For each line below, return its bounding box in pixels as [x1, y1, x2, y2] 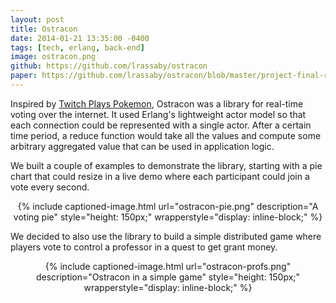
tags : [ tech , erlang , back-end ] [10, 42, 145, 53]
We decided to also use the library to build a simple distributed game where [10, 230, 322, 242]
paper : [10, 71, 38, 81]
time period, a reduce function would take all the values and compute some [10, 129, 322, 141]
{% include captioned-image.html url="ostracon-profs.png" [44, 260, 292, 272]
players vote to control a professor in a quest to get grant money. [10, 241, 278, 253]
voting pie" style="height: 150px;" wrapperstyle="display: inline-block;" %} [13, 211, 323, 223]
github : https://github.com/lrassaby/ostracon [10, 61, 208, 71]
